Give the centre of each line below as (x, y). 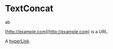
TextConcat (29, 9)
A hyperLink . (18, 41)
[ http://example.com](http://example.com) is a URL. (57, 31)
